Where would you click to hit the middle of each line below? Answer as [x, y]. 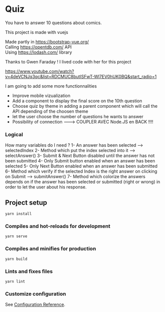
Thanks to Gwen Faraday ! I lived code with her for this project [68, 62]
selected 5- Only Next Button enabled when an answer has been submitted [81, 166]
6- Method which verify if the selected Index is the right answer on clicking [81, 171]
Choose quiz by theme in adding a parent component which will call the [85, 106]
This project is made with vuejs [37, 32]
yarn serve [16, 236]
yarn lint [15, 281]
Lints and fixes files [29, 271]
